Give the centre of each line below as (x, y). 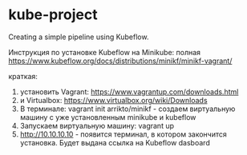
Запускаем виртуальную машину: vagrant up (97, 125)
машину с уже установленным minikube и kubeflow (108, 117)
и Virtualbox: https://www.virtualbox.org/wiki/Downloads (113, 100)
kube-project (53, 15)
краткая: (23, 76)
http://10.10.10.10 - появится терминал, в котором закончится (123, 134)
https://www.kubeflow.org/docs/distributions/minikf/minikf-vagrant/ (120, 61)
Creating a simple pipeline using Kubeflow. (79, 37)
